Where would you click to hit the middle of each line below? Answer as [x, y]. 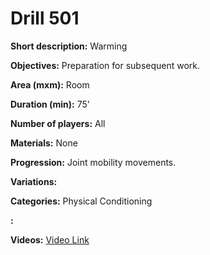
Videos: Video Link [50, 239]
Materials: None [44, 143]
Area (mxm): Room [50, 84]
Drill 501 [45, 18]
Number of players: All [58, 123]
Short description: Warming [69, 46]
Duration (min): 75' [50, 104]
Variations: [34, 181]
